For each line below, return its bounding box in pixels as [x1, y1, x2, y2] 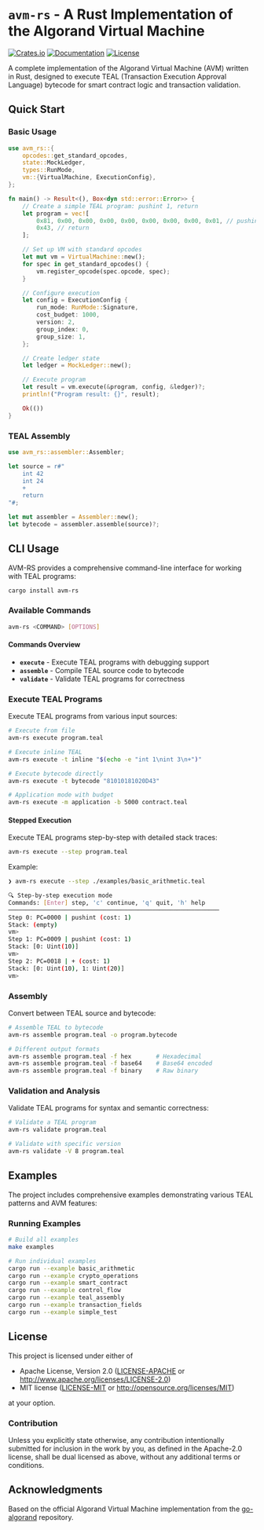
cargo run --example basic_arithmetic [8, 1265, 135, 1272]
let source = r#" [8, 462, 65, 470]
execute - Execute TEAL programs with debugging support [19, 657, 210, 667]
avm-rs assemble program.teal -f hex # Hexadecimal [8, 1052, 202, 1060]
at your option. [8, 1398, 56, 1407]
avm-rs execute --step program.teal [8, 848, 128, 856]
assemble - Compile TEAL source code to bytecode [19, 665, 185, 675]
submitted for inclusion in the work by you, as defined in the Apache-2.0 [8, 1444, 242, 1453]
